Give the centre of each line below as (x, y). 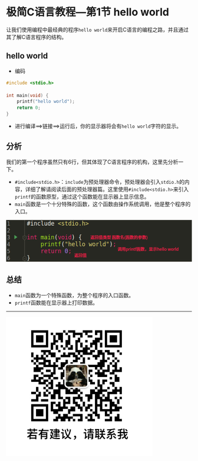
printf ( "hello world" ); (46, 102)
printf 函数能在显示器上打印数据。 (56, 303)
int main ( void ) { (27, 95)
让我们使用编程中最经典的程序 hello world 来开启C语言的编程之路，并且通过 (97, 30)
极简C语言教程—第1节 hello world (88, 12)
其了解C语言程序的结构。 (37, 37)
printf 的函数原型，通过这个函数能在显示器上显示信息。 (82, 196)
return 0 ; (29, 108)
